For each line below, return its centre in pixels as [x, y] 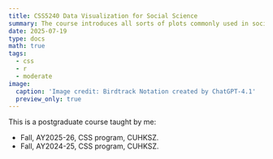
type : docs [27, 39]
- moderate [34, 76]
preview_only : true [49, 99]
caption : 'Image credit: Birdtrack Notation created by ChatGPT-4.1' [136, 91]
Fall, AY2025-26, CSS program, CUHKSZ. [89, 138]
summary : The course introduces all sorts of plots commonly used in [129, 24]
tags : [17, 54]
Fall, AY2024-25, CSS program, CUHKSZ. [89, 146]
